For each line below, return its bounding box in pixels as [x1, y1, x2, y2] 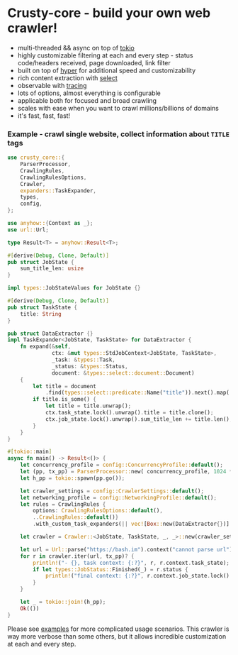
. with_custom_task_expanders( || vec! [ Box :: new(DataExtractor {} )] [33, 520, 230, 528]
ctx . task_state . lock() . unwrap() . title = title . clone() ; [45, 409, 214, 417]
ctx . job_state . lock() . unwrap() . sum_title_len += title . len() [45, 415, 230, 423]
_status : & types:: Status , [52, 363, 129, 370]
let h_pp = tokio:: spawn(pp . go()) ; [20, 474, 125, 482]
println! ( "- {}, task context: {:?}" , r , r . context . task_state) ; [33, 559, 230, 566]
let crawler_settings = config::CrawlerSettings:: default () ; [20, 488, 204, 495]
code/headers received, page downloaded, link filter [17, 58, 171, 67]
